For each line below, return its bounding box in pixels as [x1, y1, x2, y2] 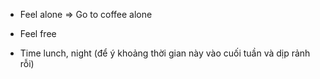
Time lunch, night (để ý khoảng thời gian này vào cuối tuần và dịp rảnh [19, 47, 311, 59]
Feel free [19, 28, 57, 39]
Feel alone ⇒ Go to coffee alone [19, 9, 153, 20]
